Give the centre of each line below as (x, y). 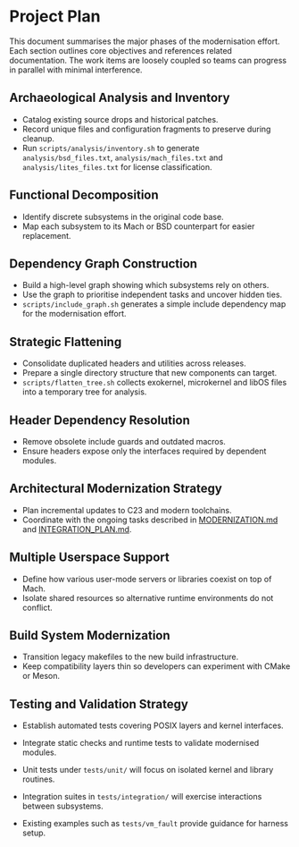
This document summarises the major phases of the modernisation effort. (145, 41)
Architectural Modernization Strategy (116, 489)
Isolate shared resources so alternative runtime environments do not (148, 597)
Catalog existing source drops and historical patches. (120, 119)
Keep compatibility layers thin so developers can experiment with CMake (156, 666)
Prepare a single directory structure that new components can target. (149, 373)
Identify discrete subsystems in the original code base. (123, 216)
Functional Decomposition (84, 195)
